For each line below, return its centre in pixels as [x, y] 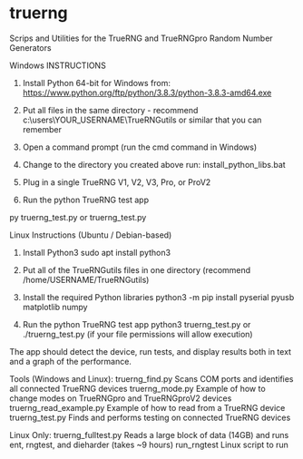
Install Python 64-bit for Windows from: [96, 83]
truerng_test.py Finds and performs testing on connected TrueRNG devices [150, 417]
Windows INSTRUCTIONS [58, 65]
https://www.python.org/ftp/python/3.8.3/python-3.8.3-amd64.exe [147, 93]
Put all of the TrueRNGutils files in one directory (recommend [137, 269]
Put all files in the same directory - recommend [110, 110]
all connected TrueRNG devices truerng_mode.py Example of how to [137, 388]
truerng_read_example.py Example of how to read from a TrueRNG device [147, 407]
